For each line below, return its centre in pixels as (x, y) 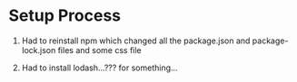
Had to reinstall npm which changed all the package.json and (136, 41)
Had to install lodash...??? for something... (99, 68)
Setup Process (65, 16)
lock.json (39, 50)
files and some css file (99, 50)
